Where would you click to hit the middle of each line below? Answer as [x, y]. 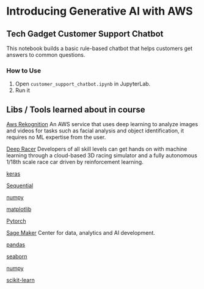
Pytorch [16, 221]
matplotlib [19, 209]
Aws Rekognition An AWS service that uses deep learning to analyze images [102, 124]
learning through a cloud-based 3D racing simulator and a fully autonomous [102, 155]
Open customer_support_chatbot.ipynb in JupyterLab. [83, 84]
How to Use [24, 70]
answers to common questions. [46, 55]
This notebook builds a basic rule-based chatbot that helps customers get [100, 48]
